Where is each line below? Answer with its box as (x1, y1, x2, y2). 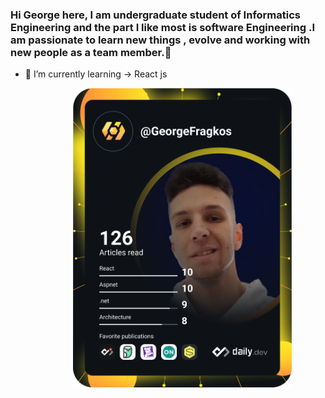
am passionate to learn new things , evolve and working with (10, 33, 311, 47)
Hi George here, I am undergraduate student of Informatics (10, 8, 302, 22)
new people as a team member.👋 (10, 45, 172, 59)
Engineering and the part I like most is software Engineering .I (10, 20, 315, 34)
